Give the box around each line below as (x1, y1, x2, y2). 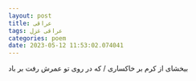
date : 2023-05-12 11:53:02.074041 (8, 42, 125, 50)
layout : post (8, 11, 52, 20)
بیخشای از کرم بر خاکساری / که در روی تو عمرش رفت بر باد (8, 63, 189, 73)
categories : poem (8, 34, 67, 43)
